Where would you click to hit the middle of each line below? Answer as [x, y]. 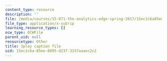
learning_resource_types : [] [35, 28]
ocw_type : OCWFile [24, 32]
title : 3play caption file [33, 46]
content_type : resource [30, 10]
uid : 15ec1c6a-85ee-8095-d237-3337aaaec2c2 [51, 51]
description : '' [22, 14]
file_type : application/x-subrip [40, 23]
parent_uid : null [23, 37]
